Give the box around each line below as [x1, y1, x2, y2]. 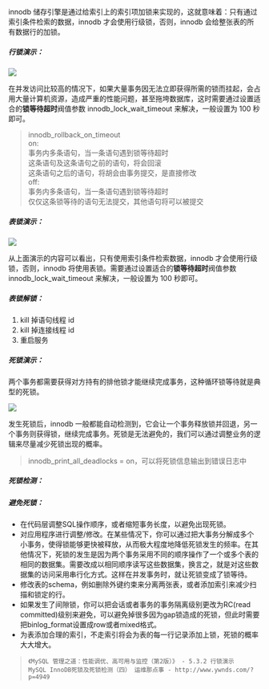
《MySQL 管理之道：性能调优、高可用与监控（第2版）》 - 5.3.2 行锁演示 [27, 658, 235, 666]
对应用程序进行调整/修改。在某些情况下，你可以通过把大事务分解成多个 [19, 529, 255, 540]
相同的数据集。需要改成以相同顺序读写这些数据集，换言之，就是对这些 [19, 560, 252, 569]
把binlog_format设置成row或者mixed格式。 [19, 620, 162, 630]
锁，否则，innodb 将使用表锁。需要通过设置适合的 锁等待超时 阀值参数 [8, 263, 237, 273]
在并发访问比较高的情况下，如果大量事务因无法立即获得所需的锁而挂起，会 [8, 84, 254, 93]
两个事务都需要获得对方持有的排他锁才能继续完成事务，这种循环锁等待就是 [8, 377, 254, 386]
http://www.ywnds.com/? [175, 666, 255, 675]
